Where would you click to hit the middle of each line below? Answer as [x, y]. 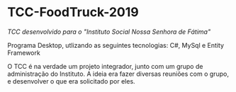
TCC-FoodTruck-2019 [73, 12]
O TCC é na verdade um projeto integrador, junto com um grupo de [105, 66]
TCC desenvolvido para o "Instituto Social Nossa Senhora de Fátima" [109, 32]
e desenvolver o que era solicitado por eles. [72, 81]
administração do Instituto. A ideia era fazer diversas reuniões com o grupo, [118, 74]
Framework [24, 53]
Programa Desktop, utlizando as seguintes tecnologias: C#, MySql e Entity [116, 45]
